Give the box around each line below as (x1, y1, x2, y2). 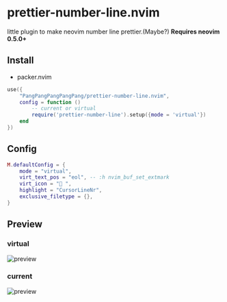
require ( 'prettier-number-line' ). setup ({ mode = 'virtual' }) (31, 112, 206, 118)
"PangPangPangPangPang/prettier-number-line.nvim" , (19, 92, 170, 99)
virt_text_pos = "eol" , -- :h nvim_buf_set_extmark (19, 174, 170, 181)
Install (7, 55, 34, 66)
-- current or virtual (31, 105, 96, 112)
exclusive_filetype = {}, (19, 193, 94, 200)
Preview (7, 218, 43, 230)
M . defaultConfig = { (7, 161, 66, 168)
